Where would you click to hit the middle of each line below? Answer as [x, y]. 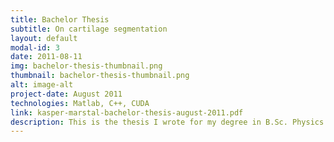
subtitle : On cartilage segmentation [89, 29]
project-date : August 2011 [66, 94]
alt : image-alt [42, 85]
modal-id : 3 [35, 47]
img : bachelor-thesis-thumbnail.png [86, 66]
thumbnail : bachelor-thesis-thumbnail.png [100, 76]
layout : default [44, 38]
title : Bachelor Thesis [60, 19]
